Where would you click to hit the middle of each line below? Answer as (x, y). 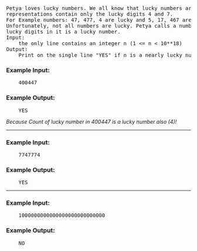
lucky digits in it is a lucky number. (63, 32)
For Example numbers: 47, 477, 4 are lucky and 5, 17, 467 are (99, 20)
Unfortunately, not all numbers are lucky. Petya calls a (91, 26)
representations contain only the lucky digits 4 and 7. (90, 14)
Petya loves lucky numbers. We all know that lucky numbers (94, 8)
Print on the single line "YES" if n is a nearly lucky (101, 55)
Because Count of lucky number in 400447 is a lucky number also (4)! (91, 121)
